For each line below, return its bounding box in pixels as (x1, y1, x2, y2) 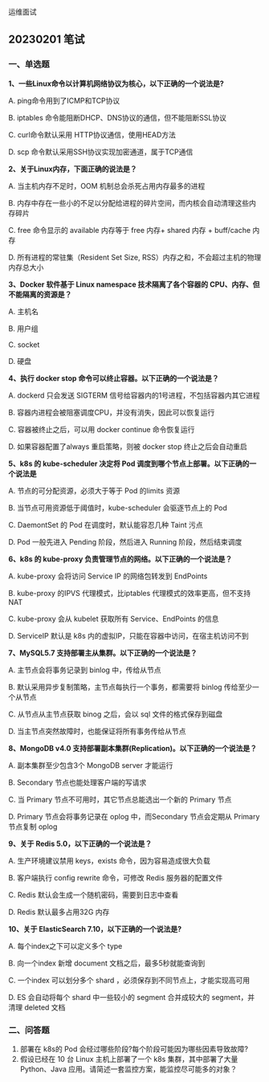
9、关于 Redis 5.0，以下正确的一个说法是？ (8, 839, 153, 848)
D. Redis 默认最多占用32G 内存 (8, 907, 110, 917)
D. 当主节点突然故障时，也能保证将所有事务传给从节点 (8, 726, 186, 736)
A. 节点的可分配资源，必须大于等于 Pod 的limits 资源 (8, 485, 181, 496)
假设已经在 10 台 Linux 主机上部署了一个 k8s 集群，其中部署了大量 (19, 1054, 238, 1064)
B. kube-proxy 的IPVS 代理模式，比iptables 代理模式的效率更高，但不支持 (8, 588, 251, 598)
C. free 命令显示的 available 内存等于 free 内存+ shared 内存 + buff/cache (8, 225, 251, 235)
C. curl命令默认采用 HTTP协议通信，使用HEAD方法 (8, 129, 177, 139)
